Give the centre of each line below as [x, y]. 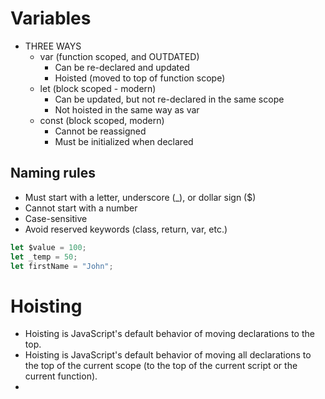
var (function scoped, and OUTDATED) [119, 56]
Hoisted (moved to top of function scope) [140, 78]
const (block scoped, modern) [102, 120]
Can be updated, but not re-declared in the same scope [169, 99]
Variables [51, 18]
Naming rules [53, 173]
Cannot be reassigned [100, 131]
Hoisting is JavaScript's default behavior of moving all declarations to [168, 355]
